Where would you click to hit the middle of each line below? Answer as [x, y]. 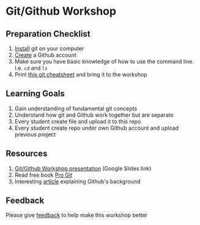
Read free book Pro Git [43, 175]
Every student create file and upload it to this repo [78, 121]
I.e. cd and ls [31, 68]
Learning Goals [35, 94]
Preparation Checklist [48, 34]
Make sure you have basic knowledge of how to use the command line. [104, 61]
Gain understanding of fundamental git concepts [76, 108]
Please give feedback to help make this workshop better [77, 215]
